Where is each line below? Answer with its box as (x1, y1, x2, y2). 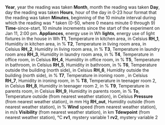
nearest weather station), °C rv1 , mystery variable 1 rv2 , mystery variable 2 (5, 115, 158, 120)
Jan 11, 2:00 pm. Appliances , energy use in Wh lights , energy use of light (5, 31, 155, 36)
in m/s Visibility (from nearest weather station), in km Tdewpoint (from (5, 109, 150, 115)
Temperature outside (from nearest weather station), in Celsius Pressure (5, 93, 153, 99)
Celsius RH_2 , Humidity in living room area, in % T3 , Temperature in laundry (5, 46, 161, 52)
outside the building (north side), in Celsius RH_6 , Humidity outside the (5, 67, 149, 73)
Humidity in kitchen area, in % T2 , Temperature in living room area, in (5, 41, 147, 46)
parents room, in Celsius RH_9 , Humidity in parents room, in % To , (5, 88, 140, 94)
